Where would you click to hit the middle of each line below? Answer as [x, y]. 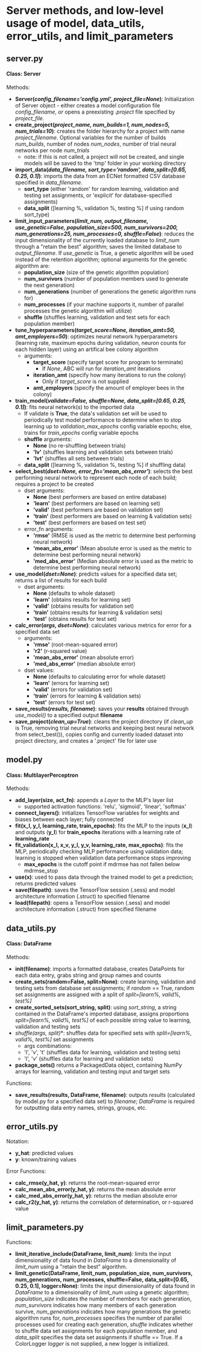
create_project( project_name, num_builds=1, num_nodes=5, [92, 124]
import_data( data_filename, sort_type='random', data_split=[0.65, [101, 169]
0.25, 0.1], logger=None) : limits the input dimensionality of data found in [105, 1286]
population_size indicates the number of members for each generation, [103, 1299]
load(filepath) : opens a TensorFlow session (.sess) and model [93, 903]
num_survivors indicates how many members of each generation [96, 1305]
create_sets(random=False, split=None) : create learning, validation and [105, 982]
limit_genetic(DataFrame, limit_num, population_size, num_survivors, [104, 1273]
